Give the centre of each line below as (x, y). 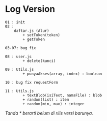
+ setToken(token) (41, 35)
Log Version (30, 9)
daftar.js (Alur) (32, 30)
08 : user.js (18, 57)
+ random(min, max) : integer (53, 104)
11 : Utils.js (20, 91)
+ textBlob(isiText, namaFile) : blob (62, 95)
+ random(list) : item (46, 99)
